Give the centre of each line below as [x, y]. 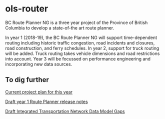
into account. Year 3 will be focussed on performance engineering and [78, 58]
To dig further [27, 80]
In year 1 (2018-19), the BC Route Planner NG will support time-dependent [81, 37]
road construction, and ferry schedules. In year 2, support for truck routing [82, 48]
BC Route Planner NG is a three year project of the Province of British [76, 22]
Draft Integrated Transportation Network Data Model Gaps [65, 111]
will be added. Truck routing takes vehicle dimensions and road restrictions [82, 53]
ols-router [27, 9]
